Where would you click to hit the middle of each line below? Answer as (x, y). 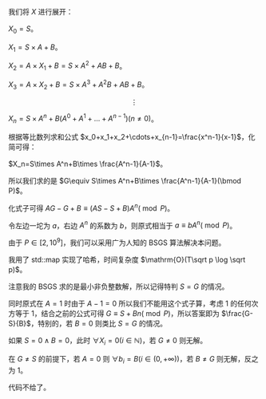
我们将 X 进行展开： (41, 12)
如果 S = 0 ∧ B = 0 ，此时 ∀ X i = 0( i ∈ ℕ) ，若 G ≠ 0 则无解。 (108, 341)
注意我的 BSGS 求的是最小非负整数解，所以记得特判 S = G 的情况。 (119, 286)
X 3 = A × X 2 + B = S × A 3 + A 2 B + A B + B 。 (79, 85)
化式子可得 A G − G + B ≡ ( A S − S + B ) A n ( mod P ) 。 (91, 207)
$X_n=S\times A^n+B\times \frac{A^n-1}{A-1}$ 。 (88, 164)
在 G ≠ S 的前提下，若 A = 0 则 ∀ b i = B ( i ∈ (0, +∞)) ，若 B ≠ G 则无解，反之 (133, 359)
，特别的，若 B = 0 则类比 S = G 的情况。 (99, 323)
